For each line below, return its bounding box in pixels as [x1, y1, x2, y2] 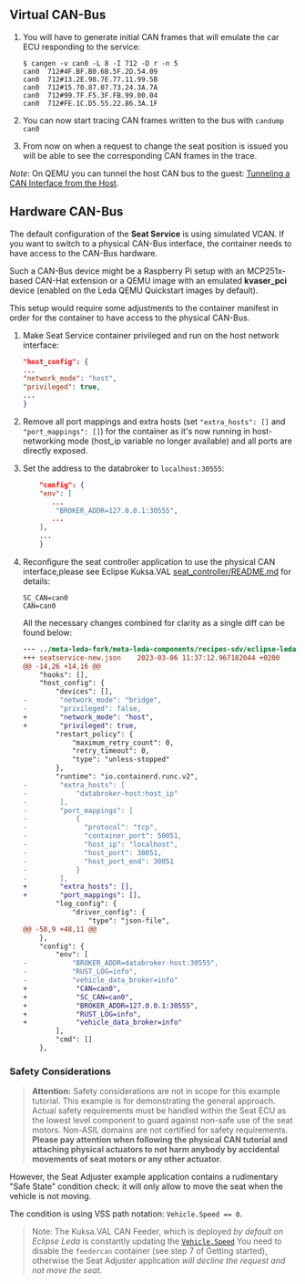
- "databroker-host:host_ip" [22, 788, 178, 798]
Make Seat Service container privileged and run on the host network [22, 329, 280, 340]
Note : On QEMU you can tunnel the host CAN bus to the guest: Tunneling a [9, 168, 290, 179]
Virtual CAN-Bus [9, 7, 107, 23]
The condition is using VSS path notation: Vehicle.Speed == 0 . [9, 1208, 243, 1219]
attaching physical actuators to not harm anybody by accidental [31, 1144, 280, 1155]
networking [22, 435, 66, 446]
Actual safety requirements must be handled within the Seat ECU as [31, 1105, 287, 1116]
